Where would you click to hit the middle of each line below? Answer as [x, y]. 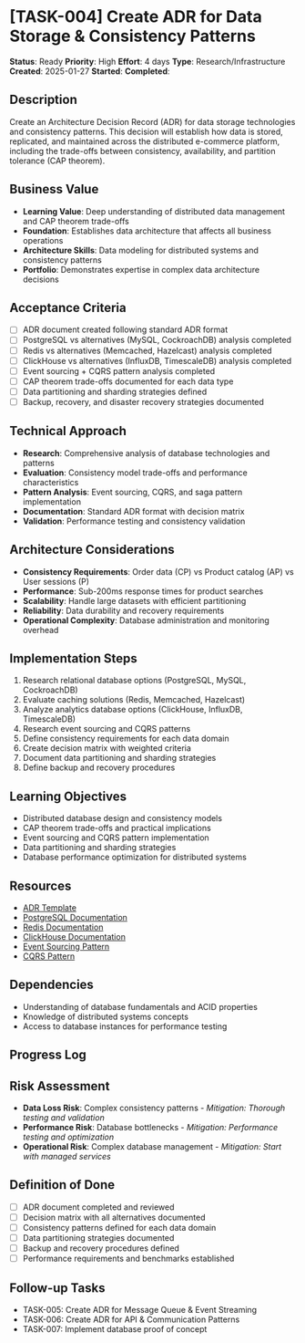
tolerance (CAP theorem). [57, 161]
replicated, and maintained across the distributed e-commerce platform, [145, 141]
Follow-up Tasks [57, 1288]
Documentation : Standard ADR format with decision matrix [133, 511]
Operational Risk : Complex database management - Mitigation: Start [152, 1146]
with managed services [67, 1156]
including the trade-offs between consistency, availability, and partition [142, 151]
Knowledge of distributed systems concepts [106, 1016]
